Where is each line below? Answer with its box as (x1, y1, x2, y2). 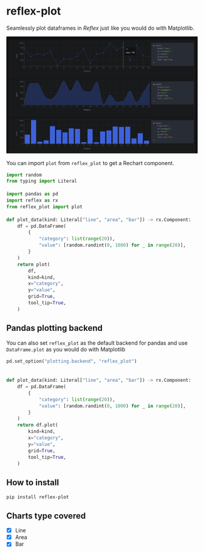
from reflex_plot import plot (6, 203, 83, 210)
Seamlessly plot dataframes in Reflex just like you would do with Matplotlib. (6, 24, 195, 32)
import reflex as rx (6, 197, 59, 204)
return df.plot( (17, 422, 59, 429)
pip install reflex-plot (6, 494, 69, 500)
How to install (6, 477, 59, 487)
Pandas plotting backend (6, 323, 103, 333)
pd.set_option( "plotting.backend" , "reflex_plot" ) (6, 358, 137, 364)
